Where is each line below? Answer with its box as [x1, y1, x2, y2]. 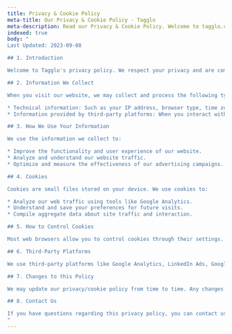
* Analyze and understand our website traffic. [7, 154, 147, 161]
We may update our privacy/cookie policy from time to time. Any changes [7, 285, 224, 293]
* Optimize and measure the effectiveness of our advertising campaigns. [7, 160, 224, 167]
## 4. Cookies [7, 173, 48, 180]
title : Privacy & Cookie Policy [7, 10, 100, 17]
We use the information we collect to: [7, 136, 122, 143]
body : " [7, 36, 30, 43]
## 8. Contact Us [7, 298, 57, 305]
